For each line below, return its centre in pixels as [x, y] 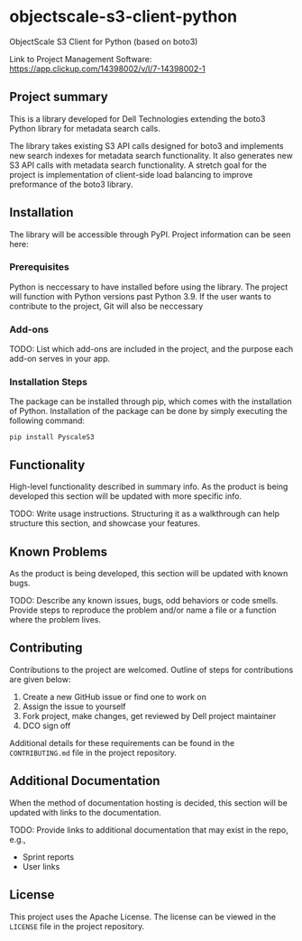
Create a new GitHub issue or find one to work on [114, 697]
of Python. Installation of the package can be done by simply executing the [149, 411]
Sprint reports [48, 857]
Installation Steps [49, 383]
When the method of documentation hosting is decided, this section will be [149, 803]
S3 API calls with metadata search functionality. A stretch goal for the [138, 165]
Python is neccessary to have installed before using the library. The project [149, 287]
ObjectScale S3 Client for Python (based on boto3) [104, 42]
